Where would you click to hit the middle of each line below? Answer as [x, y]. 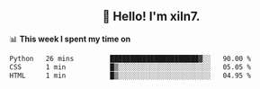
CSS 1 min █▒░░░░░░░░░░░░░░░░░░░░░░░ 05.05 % [130, 67]
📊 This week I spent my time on [70, 39]
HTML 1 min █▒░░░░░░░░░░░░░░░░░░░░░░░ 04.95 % [130, 76]
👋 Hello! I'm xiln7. [151, 17]
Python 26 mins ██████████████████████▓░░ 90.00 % [130, 58]
